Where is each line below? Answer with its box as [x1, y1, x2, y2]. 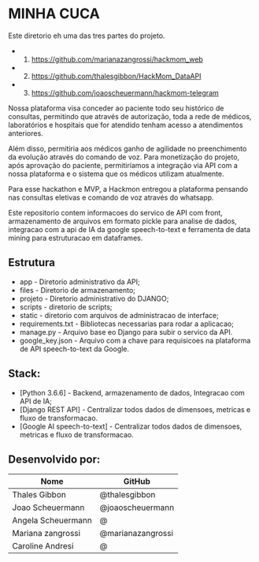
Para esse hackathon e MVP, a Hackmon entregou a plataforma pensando [8, 184, 249, 193]
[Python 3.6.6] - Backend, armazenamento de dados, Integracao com [19, 388, 246, 397]
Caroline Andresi [12, 541, 74, 552]
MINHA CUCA [8, 5, 100, 23]
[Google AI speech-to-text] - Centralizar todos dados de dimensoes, [19, 421, 242, 431]
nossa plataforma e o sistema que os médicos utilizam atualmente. [8, 169, 224, 178]
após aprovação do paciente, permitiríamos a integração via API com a [8, 160, 239, 170]
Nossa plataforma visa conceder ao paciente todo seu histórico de [8, 103, 224, 113]
